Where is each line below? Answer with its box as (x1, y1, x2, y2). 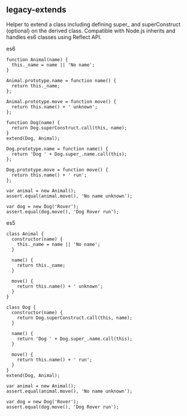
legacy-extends (6, 5, 67, 15)
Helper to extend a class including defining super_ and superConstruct (6, 20, 181, 28)
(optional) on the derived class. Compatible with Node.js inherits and (6, 27, 176, 34)
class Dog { (6, 304, 36, 311)
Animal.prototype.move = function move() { (6, 98, 117, 104)
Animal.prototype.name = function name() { (6, 77, 117, 83)
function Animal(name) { (6, 56, 68, 62)
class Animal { (6, 231, 44, 237)
